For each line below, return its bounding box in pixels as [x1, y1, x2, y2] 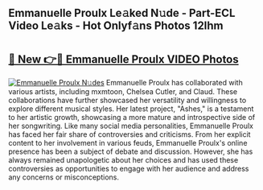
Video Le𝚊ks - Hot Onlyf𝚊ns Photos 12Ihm [8, 19, 224, 33]
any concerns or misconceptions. [8, 172, 119, 182]
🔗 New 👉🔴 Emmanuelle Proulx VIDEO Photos [8, 52, 239, 66]
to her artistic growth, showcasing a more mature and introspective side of [8, 113, 256, 122]
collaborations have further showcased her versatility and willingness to [8, 96, 247, 105]
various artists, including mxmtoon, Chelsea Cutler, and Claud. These [8, 87, 238, 96]
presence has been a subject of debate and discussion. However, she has [8, 147, 253, 156]
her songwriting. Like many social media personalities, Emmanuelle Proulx [8, 121, 253, 130]
